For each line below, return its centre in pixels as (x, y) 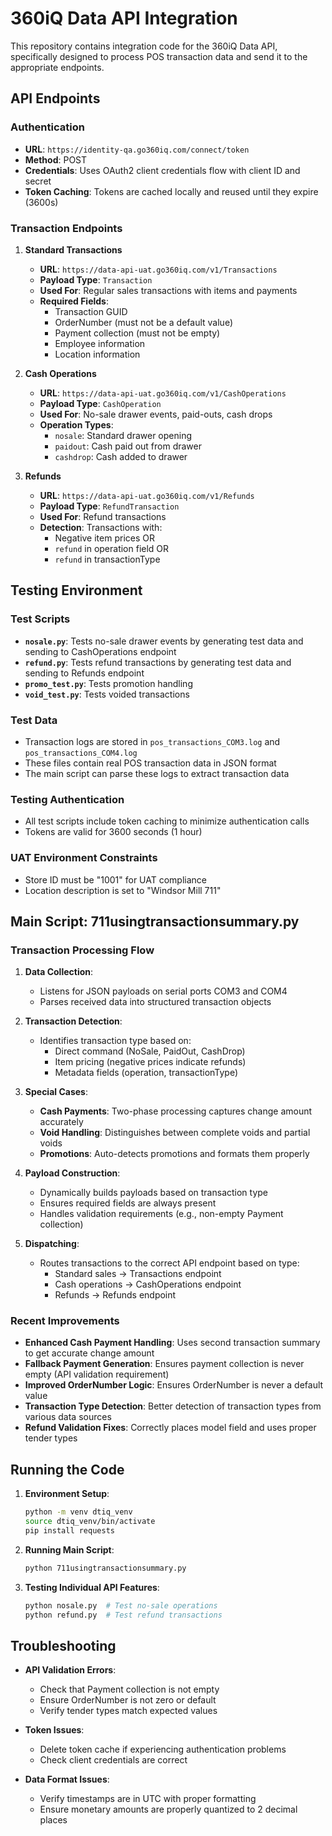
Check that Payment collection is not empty (129, 1689)
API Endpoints (55, 98)
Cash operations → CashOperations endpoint (148, 1284)
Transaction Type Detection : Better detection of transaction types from (173, 1406)
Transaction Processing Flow (82, 950)
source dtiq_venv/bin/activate (90, 1522)
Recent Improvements (65, 1321)
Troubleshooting (63, 1645)
